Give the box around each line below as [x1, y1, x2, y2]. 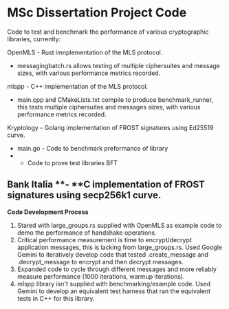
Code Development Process [7, 208, 89, 216]
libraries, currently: [7, 34, 61, 43]
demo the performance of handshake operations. [17, 228, 157, 237]
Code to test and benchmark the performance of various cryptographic [7, 28, 209, 36]
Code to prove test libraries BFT [27, 158, 118, 167]
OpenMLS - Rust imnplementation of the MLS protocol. [7, 48, 163, 56]
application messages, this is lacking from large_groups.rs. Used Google [17, 243, 222, 251]
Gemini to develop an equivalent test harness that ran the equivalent [17, 287, 211, 295]
